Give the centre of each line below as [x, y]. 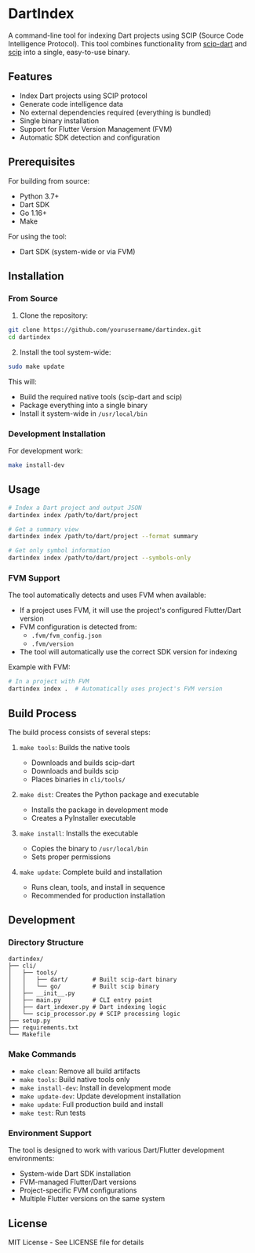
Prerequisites [42, 162]
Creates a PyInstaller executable [83, 818]
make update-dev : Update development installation [100, 1096]
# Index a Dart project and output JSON [75, 508]
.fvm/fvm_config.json [66, 636]
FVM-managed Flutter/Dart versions [78, 1182]
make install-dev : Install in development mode [95, 1087]
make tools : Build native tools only [75, 1079]
